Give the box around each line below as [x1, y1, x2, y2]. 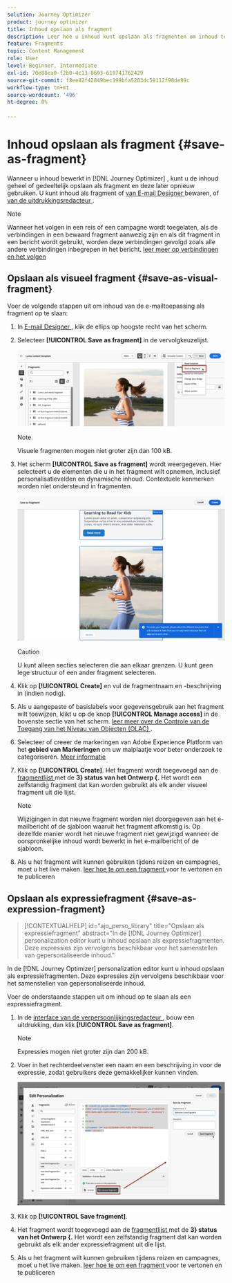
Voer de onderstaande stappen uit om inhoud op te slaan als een [7, 993, 191, 1001]
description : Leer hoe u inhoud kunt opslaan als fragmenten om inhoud [7, 33, 217, 40]
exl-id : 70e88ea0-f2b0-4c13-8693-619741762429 [7, 69, 144, 76]
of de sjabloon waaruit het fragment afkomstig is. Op [50, 822, 201, 831]
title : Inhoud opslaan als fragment [7, 26, 113, 33]
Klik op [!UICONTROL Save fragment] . [17, 1212, 128, 1221]
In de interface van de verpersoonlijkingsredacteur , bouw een [17, 1013, 195, 1022]
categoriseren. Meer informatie [17, 753, 106, 761]
